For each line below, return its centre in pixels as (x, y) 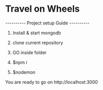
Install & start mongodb (37, 33)
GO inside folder (30, 52)
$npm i (20, 62)
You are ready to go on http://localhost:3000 (52, 82)
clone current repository (38, 42)
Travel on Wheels (42, 9)
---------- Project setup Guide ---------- (47, 23)
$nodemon (24, 72)
